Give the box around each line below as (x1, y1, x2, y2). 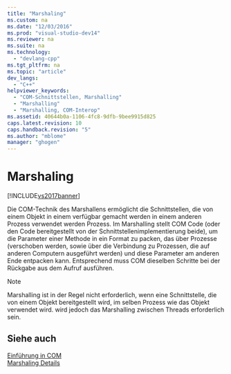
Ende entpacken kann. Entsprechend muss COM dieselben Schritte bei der (7, 257, 221, 265)
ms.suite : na (7, 42, 45, 49)
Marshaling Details (7, 358, 60, 367)
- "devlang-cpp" (13, 55, 60, 62)
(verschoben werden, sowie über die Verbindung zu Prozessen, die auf (7, 242, 210, 250)
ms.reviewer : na (7, 36, 54, 43)
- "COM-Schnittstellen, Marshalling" (13, 94, 122, 101)
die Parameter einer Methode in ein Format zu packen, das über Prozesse (7, 235, 217, 243)
